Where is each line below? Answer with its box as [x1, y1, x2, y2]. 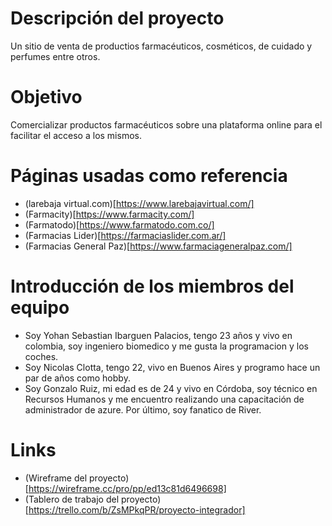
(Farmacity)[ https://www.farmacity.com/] [24, 208, 195, 220]
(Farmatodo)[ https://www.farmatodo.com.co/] [24, 218, 215, 231]
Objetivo [10, 86, 83, 109]
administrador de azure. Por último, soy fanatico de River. [24, 403, 262, 416]
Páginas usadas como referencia [10, 165, 288, 187]
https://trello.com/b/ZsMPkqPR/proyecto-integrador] [28, 503, 246, 516]
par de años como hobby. [24, 372, 131, 384]
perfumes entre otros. [10, 50, 101, 62]
